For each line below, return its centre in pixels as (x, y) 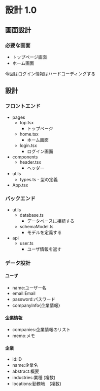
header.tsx (30, 162)
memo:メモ (24, 336)
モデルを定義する (44, 232)
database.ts (32, 215)
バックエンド (20, 198)
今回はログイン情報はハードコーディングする (50, 73)
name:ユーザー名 (29, 288)
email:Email (24, 293)
